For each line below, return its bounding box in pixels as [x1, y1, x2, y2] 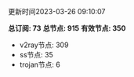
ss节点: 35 [19, 50, 53, 59]
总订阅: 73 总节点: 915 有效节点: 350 [8, 24, 126, 33]
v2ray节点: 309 [19, 40, 69, 49]
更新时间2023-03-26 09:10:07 [8, 7, 106, 16]
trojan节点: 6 [19, 60, 60, 69]
